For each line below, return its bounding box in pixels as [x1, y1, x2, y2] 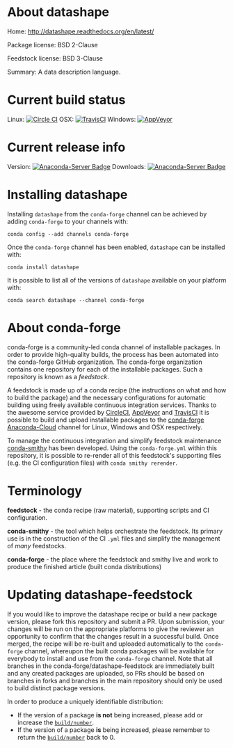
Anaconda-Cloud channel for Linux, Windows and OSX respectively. [7, 422, 203, 431]
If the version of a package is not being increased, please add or [17, 710, 203, 719]
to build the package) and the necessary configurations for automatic [7, 393, 207, 401]
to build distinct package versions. [7, 683, 106, 692]
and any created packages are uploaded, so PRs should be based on [7, 669, 204, 677]
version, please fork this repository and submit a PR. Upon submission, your [7, 617, 225, 626]
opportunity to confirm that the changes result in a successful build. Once [7, 632, 219, 640]
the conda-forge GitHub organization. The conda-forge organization [7, 358, 203, 366]
